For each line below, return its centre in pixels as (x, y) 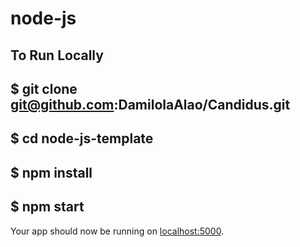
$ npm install (51, 172)
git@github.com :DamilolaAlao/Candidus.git (150, 104)
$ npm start (47, 207)
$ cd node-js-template (82, 138)
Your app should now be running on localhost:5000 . (117, 231)
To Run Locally (57, 55)
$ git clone (44, 88)
